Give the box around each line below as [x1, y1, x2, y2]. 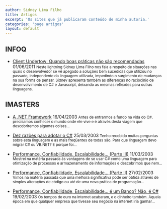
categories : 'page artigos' [5, 21, 64, 27]
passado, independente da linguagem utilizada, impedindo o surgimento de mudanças [12, 73, 162, 78]
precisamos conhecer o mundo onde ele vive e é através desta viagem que [12, 119, 143, 124]
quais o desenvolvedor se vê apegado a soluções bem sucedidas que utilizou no [12, 69, 152, 74]
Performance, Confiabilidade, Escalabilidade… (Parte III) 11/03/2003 [12, 151, 153, 157]
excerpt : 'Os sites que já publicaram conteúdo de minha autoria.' [5, 17, 150, 22]
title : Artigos [5, 12, 37, 17]
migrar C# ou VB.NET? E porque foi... [12, 142, 77, 147]
